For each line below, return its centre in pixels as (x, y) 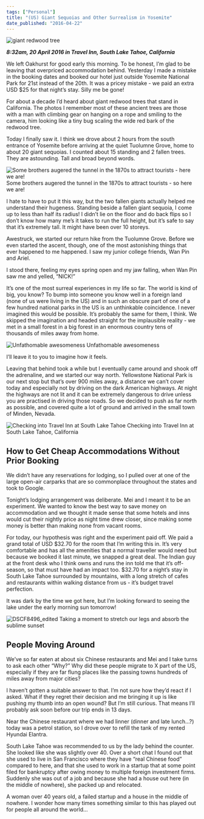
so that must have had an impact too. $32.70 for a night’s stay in (107, 570)
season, (16, 570)
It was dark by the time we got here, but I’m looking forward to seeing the (98, 601)
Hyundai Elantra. (27, 734)
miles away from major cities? (43, 678)
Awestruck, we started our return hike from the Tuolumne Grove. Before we (100, 239)
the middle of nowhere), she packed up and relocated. (74, 785)
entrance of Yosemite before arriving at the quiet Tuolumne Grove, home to (100, 146)
